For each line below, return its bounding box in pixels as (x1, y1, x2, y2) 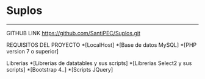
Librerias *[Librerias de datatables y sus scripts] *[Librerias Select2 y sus (6, 59, 192, 67)
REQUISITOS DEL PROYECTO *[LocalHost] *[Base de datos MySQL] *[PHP (6, 41, 197, 49)
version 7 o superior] (6, 47, 59, 55)
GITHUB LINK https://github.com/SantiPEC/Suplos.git (6, 29, 140, 36)
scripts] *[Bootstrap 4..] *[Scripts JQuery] (6, 66, 113, 73)
